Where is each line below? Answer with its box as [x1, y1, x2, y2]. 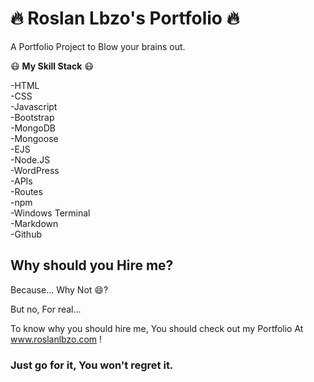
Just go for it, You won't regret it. [10, 358, 174, 372]
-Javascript [10, 100, 58, 112]
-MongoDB [10, 122, 56, 134]
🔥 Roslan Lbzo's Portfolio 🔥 [10, 7, 240, 30]
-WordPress [10, 164, 60, 176]
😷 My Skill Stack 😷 [10, 60, 94, 72]
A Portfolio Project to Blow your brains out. [10, 40, 186, 52]
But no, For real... [10, 303, 82, 315]
